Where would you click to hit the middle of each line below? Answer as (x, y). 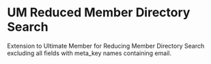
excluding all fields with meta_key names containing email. (89, 53)
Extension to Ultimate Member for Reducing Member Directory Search (106, 46)
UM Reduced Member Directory (99, 13)
